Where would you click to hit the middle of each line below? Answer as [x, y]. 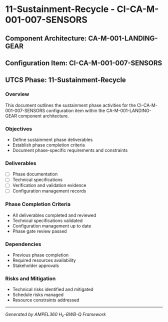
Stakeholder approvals [35, 265]
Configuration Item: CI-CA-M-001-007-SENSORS [84, 63]
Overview [17, 94]
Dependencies [23, 244]
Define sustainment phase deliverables [52, 139]
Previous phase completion [40, 255]
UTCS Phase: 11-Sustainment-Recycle [66, 80]
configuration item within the [76, 110]
